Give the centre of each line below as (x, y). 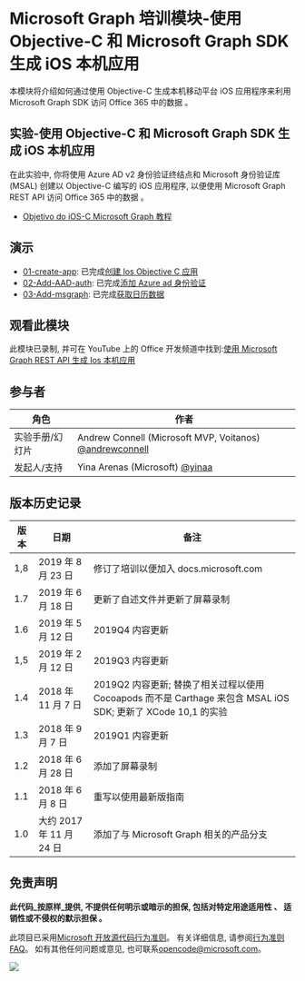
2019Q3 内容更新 (131, 661)
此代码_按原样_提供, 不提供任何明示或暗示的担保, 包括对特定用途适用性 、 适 (151, 907)
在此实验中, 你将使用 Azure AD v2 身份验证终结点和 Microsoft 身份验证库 (145, 174)
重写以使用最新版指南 (138, 797)
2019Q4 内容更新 (131, 630)
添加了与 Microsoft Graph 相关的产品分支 (180, 834)
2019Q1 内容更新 (131, 735)
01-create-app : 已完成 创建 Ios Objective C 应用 (110, 271)
